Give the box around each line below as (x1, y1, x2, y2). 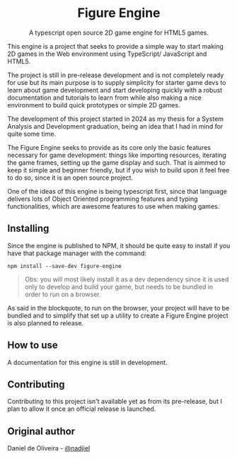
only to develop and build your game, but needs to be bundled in (24, 282, 214, 291)
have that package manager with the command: (7, 249, 147, 257)
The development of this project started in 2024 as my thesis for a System (7, 115, 224, 123)
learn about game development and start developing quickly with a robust (7, 86, 223, 94)
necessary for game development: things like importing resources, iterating (7, 151, 226, 159)
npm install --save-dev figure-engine (7, 262, 122, 269)
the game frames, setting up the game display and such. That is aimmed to (7, 158, 226, 167)
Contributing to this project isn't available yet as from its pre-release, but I (7, 397, 223, 406)
